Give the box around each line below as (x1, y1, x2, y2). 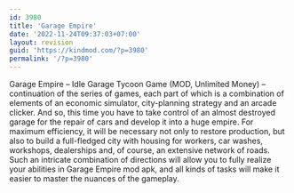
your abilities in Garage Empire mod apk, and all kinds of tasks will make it (9, 164, 280, 174)
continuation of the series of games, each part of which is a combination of (9, 88, 284, 99)
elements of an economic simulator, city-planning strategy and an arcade (9, 98, 277, 108)
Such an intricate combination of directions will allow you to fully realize (9, 155, 272, 165)
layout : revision (9, 37, 74, 47)
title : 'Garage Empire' (9, 21, 98, 30)
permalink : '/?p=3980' (9, 54, 93, 63)
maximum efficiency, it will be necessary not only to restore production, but (9, 126, 286, 136)
